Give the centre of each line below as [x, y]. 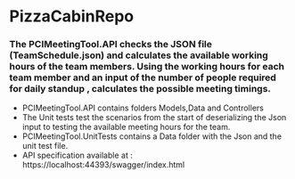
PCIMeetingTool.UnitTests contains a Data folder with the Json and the [152, 136]
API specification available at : [78, 155]
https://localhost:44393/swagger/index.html [103, 165]
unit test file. [45, 146]
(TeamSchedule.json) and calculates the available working [139, 55]
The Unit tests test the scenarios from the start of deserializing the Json [154, 118]
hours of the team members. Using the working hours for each [147, 67]
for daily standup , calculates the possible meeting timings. [140, 89]
